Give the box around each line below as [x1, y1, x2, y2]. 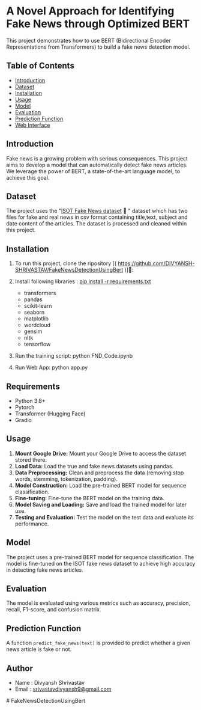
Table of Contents [6, 61, 75, 71]
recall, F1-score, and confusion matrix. [6, 606, 101, 613]
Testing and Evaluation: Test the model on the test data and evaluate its [14, 513, 194, 521]
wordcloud [23, 322, 51, 329]
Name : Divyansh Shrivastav [14, 679, 85, 687]
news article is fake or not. [6, 646, 72, 653]
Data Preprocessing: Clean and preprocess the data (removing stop [14, 469, 184, 476]
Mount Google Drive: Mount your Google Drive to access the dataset [14, 450, 187, 457]
